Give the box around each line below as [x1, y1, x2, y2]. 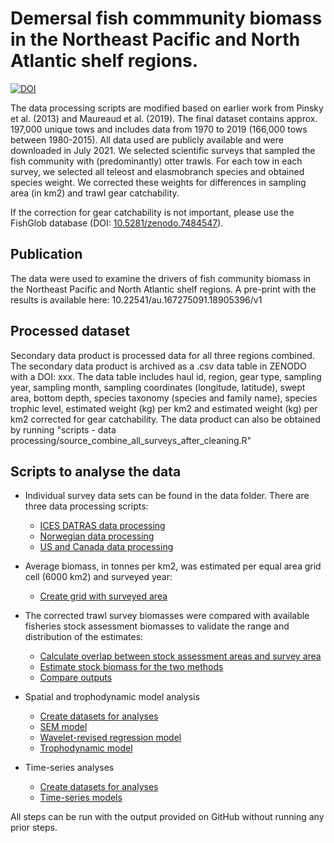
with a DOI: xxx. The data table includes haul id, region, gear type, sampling [10, 370, 322, 382]
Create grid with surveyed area [39, 590, 168, 602]
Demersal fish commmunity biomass [10, 7, 323, 30]
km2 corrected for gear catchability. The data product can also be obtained [10, 413, 321, 425]
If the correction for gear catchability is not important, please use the [10, 206, 295, 218]
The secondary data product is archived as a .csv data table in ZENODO [10, 360, 307, 372]
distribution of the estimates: [24, 631, 144, 643]
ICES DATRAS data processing [39, 520, 166, 532]
